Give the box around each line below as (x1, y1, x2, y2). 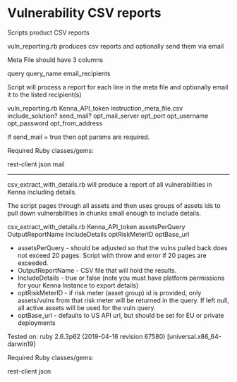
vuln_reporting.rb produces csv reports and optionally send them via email (7, 42, 224, 50)
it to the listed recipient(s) (7, 90, 83, 99)
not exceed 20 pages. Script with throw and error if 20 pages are (17, 251, 207, 259)
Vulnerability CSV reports (7, 5, 162, 21)
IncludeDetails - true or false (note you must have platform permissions (17, 273, 225, 282)
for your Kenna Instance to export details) (17, 281, 139, 290)
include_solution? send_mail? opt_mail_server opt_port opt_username (7, 111, 209, 120)
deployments (17, 319, 56, 327)
